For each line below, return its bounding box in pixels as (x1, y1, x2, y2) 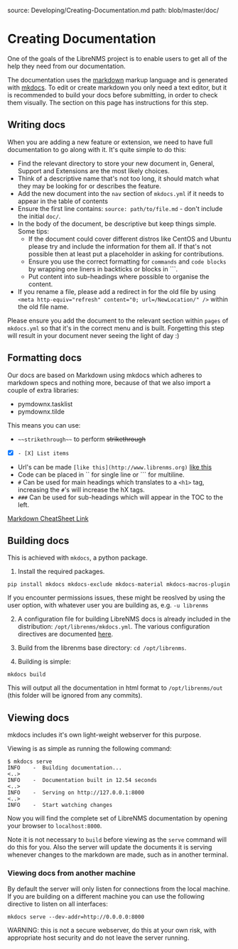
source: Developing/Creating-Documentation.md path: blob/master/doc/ (7, 6, 220, 14)
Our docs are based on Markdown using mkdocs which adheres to (7, 371, 202, 379)
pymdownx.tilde (17, 407, 65, 416)
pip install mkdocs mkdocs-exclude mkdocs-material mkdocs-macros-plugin (7, 581, 231, 588)
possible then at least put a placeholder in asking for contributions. (28, 249, 225, 258)
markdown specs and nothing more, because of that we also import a (7, 378, 211, 386)
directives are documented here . (17, 630, 114, 639)
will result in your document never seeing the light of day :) (7, 331, 180, 340)
